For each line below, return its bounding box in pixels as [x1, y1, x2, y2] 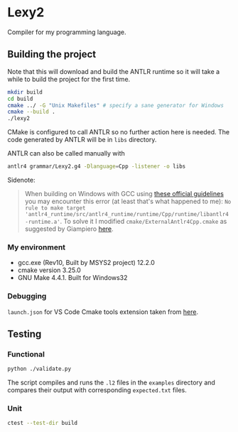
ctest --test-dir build [7, 420, 78, 427]
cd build [7, 95, 33, 102]
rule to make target [24, 205, 86, 212]
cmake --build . [7, 108, 55, 116]
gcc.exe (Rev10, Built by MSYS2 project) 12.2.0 [17, 259, 155, 267]
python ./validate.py [7, 365, 72, 373]
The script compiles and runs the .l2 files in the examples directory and [7, 378, 215, 387]
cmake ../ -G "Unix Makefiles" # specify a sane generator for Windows [7, 102, 224, 109]
